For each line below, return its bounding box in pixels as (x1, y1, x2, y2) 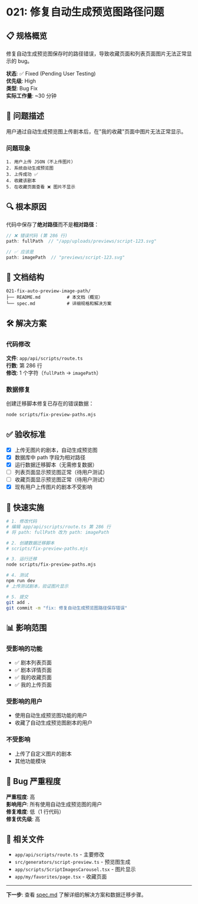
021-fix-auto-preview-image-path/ (6, 288, 91, 294)
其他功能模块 (14, 757, 46, 765)
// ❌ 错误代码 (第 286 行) (6, 233, 68, 239)
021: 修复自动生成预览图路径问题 (6, 5, 164, 19)
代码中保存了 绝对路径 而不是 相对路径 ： (6, 221, 99, 228)
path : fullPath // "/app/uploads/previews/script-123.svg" (6, 238, 157, 244)
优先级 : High (6, 77, 37, 84)
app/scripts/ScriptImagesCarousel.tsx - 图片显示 (14, 866, 136, 873)
